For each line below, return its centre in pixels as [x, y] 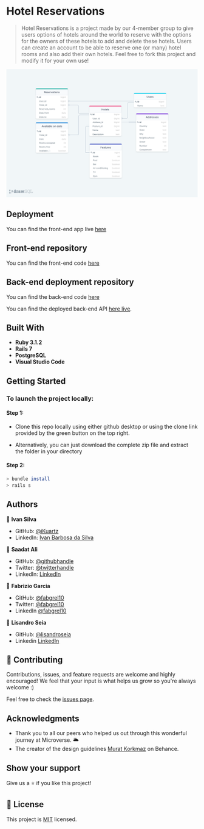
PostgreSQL [31, 356]
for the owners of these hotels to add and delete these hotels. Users [107, 41]
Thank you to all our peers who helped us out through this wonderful [101, 733]
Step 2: [16, 465]
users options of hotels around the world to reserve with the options [106, 34]
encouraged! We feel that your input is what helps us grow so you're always [101, 681]
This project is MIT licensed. [42, 819]
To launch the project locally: [50, 398]
